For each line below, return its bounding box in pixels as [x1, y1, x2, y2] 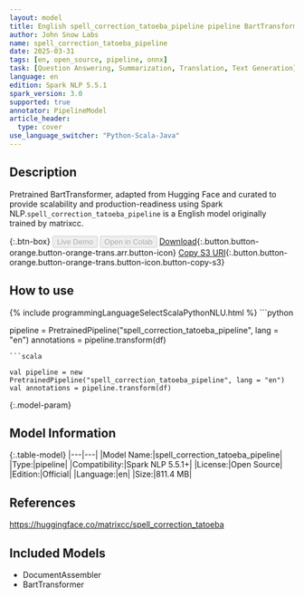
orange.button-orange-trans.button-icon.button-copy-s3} [9, 256, 225, 267]
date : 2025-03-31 [9, 47, 75, 56]
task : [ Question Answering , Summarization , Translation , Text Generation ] [9, 64, 298, 73]
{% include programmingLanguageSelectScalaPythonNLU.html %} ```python [9, 307, 294, 318]
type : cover [17, 123, 63, 132]
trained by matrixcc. [9, 217, 84, 228]
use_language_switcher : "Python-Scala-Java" [9, 131, 180, 140]
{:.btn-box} [9, 236, 52, 246]
